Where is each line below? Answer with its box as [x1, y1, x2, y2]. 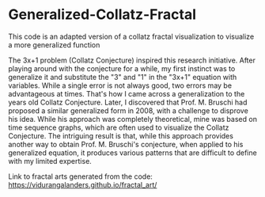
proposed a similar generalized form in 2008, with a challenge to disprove [8, 105, 249, 116]
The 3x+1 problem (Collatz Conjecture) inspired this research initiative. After [8, 55, 256, 65]
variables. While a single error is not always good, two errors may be [8, 81, 232, 90]
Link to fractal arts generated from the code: [8, 172, 153, 181]
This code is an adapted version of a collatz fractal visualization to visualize [8, 32, 255, 41]
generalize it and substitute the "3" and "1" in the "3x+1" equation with [8, 72, 237, 81]
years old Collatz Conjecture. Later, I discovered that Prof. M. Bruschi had [8, 97, 248, 107]
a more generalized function [8, 40, 100, 49]
